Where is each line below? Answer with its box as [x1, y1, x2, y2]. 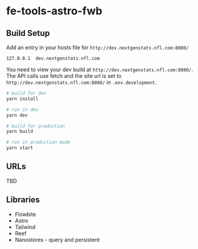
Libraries [6, 195, 40, 205]
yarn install [6, 96, 39, 102]
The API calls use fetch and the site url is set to [6, 72, 122, 79]
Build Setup [6, 28, 50, 38]
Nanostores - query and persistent [14, 236, 100, 243]
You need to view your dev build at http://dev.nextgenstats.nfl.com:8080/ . [6, 66, 193, 73]
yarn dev [6, 112, 28, 118]
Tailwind [14, 223, 36, 230]
